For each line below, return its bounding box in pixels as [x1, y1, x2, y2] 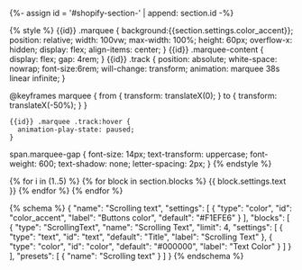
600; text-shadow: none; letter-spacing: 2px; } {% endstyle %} [39, 158, 272, 169]
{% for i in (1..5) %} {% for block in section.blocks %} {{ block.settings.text [9, 175, 287, 186]
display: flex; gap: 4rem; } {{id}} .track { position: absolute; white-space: [9, 54, 278, 64]
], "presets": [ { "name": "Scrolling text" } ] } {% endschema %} [9, 251, 244, 261]
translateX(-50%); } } [9, 100, 87, 111]
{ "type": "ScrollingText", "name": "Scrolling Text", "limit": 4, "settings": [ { [9, 222, 283, 232]
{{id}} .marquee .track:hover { [9, 117, 131, 126]
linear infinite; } [9, 73, 66, 84]
